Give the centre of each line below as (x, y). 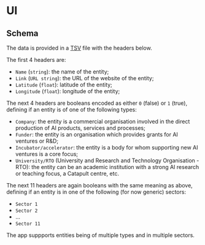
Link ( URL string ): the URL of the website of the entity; (84, 78)
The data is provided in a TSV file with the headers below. (79, 48)
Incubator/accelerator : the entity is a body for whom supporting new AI (106, 147)
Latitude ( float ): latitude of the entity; (64, 85)
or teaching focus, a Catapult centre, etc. (67, 173)
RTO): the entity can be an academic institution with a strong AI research (107, 167)
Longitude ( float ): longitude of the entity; (68, 91)
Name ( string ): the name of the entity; (62, 72)
